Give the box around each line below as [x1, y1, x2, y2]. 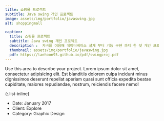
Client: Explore [12, 105, 42, 111]
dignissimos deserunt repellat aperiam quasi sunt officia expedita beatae [5, 76, 151, 82]
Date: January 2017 [12, 100, 51, 106]
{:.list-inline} [5, 91, 30, 97]
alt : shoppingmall [5, 20, 42, 26]
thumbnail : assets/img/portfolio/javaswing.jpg [9, 47, 108, 53]
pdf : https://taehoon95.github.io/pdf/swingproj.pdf [9, 52, 119, 57]
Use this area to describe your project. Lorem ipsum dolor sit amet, [5, 65, 140, 71]
